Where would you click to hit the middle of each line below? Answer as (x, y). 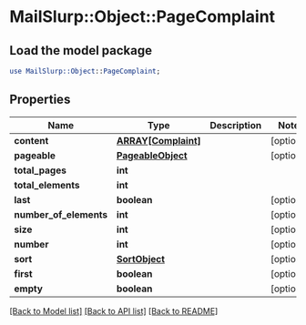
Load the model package (81, 51)
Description (236, 125)
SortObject (141, 259)
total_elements (47, 185)
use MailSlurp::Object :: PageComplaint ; (85, 71)
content (31, 140)
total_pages (40, 170)
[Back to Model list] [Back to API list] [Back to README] (114, 310)
